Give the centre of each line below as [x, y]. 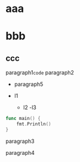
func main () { [23, 119]
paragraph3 [20, 141]
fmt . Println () [34, 124]
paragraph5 [29, 84]
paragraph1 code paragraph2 [40, 73]
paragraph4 [20, 152]
